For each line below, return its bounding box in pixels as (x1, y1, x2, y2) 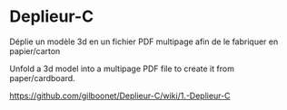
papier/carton (9, 45, 61, 56)
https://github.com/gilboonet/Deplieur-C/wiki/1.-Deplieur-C (9, 90, 231, 101)
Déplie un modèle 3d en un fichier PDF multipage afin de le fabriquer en (9, 36, 279, 47)
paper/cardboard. (9, 72, 75, 83)
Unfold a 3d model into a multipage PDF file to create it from (9, 63, 234, 74)
